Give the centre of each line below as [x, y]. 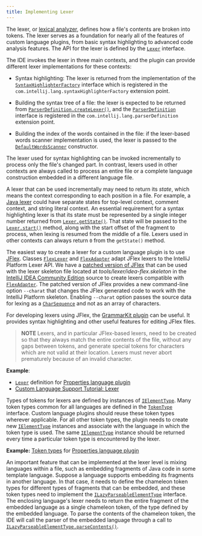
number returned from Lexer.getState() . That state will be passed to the [96, 221]
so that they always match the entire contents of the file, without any [106, 339]
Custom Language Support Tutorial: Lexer [67, 388]
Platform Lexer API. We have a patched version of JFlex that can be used [97, 265]
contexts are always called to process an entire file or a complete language [99, 171]
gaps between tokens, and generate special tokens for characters [103, 346]
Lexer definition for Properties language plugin [73, 382]
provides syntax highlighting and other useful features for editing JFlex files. [101, 321]
